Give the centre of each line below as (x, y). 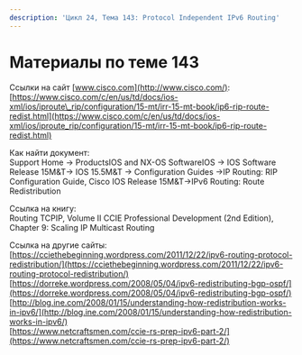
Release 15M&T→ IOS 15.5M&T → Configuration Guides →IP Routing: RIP (143, 171)
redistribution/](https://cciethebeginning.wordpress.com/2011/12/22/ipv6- (146, 264)
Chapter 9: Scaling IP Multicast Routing (82, 227)
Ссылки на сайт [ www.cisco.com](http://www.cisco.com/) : (120, 87)
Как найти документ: (50, 152)
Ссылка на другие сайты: (58, 245)
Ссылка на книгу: (43, 208)
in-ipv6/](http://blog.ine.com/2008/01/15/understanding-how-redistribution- (151, 312)
